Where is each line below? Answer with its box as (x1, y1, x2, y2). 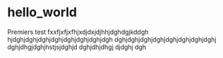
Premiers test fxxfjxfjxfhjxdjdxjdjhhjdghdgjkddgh (7, 28, 149, 36)
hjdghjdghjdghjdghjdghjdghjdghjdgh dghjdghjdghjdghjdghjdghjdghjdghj (7, 35, 217, 43)
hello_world (7, 4, 78, 21)
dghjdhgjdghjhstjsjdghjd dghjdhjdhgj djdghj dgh (7, 42, 147, 51)
